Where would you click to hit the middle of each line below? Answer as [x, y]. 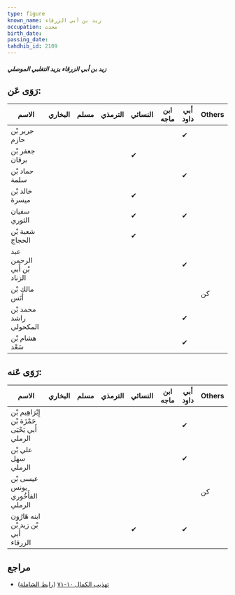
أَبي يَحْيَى [24, 430]
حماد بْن [22, 171]
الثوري [20, 220]
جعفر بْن [23, 151]
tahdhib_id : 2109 [33, 46]
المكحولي [25, 327]
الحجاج [21, 240]
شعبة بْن [23, 232]
